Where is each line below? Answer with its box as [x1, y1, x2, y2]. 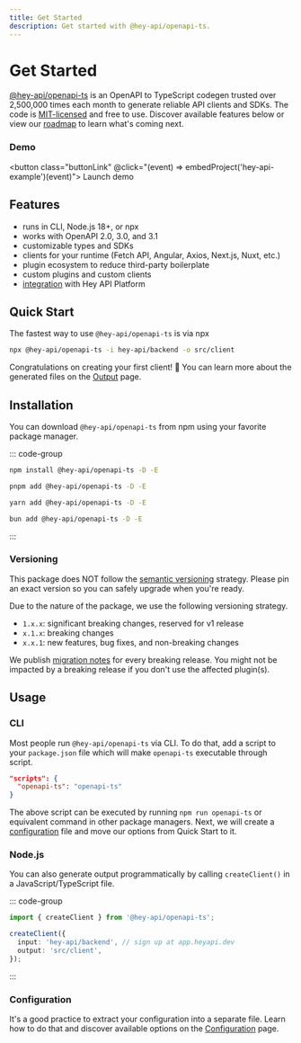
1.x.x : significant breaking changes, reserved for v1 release [22, 618, 244, 628]
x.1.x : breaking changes [22, 627, 114, 638]
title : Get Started [9, 13, 83, 22]
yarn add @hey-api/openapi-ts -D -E [9, 498, 146, 507]
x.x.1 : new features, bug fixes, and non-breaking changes [22, 637, 240, 647]
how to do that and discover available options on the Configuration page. [9, 1023, 279, 1034]
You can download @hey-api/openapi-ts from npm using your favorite [9, 422, 267, 432]
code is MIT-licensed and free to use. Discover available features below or [9, 109, 285, 120]
